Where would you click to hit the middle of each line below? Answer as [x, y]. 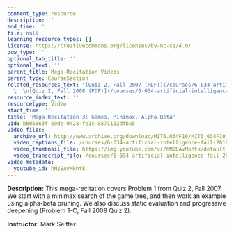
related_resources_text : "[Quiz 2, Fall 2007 [74, 85]
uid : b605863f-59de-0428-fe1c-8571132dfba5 [71, 123]
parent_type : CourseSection [48, 78]
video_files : [26, 130]
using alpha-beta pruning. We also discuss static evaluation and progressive [117, 203]
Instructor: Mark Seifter [41, 224]
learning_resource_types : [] [49, 40]
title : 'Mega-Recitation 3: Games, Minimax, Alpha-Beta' [92, 117]
